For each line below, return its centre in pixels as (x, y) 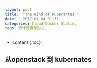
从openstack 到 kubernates (48, 59)
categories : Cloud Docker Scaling (41, 24)
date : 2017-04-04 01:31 (32, 19)
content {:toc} (27, 42)
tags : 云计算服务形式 (25, 28)
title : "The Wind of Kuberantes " (42, 14)
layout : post (19, 10)
